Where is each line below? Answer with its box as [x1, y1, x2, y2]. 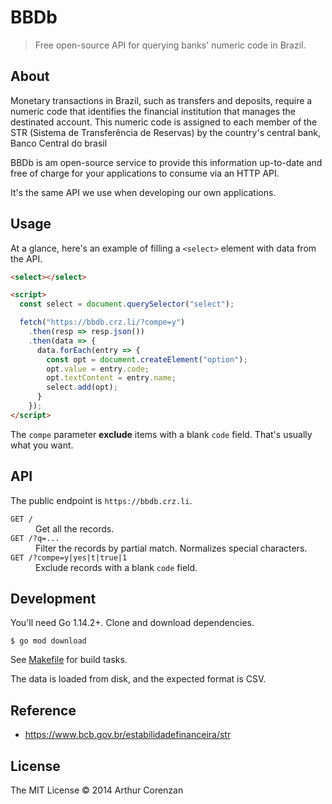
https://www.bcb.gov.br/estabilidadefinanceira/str [24, 729, 232, 741]
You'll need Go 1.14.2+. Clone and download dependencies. [10, 617, 255, 629]
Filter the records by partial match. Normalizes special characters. [35, 542, 308, 554]
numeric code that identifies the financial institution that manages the [10, 105, 296, 117]
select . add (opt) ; [46, 382, 118, 393]
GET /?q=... [10, 533, 60, 543]
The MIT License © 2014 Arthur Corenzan [10, 784, 184, 796]
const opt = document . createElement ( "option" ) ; [46, 354, 248, 365]
